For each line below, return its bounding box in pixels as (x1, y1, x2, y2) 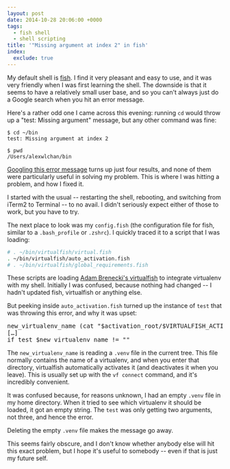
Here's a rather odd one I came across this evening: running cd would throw (7, 108, 221, 117)
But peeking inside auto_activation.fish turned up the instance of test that (7, 302, 222, 310)
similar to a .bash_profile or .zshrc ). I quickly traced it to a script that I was (7, 228, 220, 237)
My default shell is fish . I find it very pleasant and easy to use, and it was (7, 73, 212, 82)
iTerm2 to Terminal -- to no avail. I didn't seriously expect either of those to (7, 200, 219, 208)
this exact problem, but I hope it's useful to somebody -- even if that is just (7, 447, 218, 455)
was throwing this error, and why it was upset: (7, 309, 137, 317)
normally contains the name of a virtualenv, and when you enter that (7, 356, 200, 364)
